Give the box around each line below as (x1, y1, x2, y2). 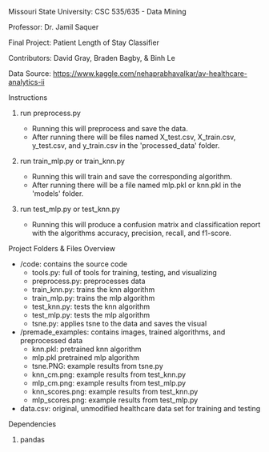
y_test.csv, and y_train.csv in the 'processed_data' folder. (31, 141, 220, 150)
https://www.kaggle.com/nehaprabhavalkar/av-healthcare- (53, 69, 248, 78)
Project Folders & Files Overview (8, 244, 116, 253)
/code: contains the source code (19, 259, 128, 269)
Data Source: (8, 69, 52, 78)
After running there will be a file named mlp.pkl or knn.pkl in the (31, 180, 242, 190)
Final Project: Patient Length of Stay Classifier (8, 38, 160, 47)
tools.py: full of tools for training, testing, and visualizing (31, 268, 218, 277)
